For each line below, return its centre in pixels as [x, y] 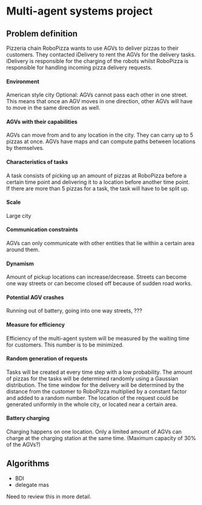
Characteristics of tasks [37, 162]
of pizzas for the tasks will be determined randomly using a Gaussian [92, 378]
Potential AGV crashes [35, 297]
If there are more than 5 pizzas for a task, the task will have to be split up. [98, 188]
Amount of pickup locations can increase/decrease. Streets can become [96, 277]
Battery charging [28, 418]
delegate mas [32, 484]
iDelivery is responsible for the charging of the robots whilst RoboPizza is [97, 61]
